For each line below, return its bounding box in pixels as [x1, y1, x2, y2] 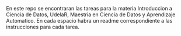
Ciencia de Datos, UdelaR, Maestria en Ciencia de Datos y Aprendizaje [6, 11, 176, 18]
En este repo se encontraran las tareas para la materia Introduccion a [6, 5, 172, 12]
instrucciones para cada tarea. [6, 23, 80, 30]
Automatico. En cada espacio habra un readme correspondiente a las [6, 17, 173, 24]
